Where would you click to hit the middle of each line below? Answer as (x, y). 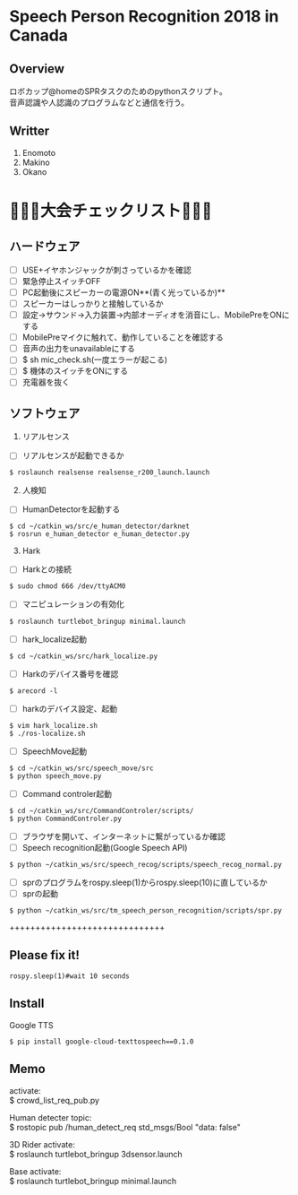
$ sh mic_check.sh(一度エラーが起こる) (95, 359)
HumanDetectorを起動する (71, 509)
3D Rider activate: (43, 1144)
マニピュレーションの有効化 (73, 604)
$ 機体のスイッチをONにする (75, 371)
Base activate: (35, 1171)
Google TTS (31, 1025)
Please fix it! (45, 955)
